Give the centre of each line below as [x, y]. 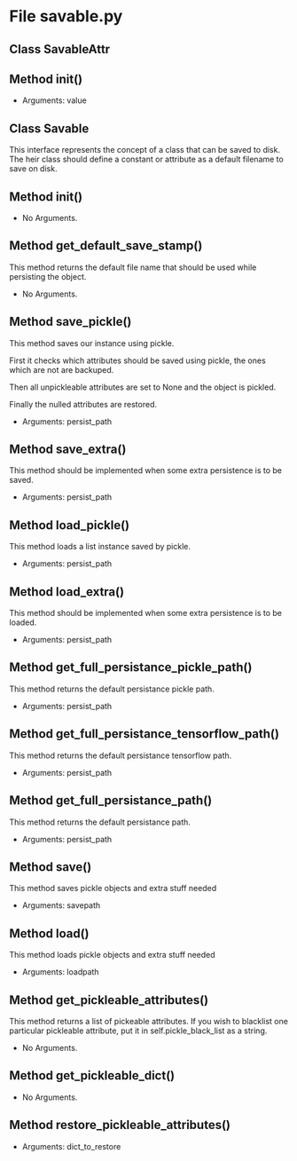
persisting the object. [48, 276]
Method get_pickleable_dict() [92, 1076]
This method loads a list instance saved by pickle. [100, 547]
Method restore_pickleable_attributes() [120, 1125]
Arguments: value [54, 100]
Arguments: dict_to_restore [71, 1146]
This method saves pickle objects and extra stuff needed [113, 889]
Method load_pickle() [70, 525]
